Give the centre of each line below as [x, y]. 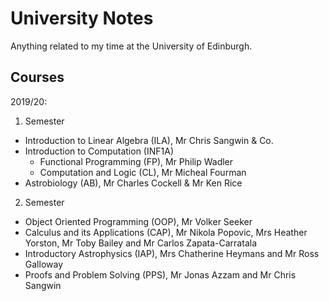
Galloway [44, 264]
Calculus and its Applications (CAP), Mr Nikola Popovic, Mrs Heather [166, 232]
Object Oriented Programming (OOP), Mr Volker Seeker [138, 221]
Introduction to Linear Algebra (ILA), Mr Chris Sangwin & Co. [149, 140]
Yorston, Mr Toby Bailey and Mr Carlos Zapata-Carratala [140, 243]
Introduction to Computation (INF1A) [99, 151]
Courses [37, 77]
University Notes [82, 18]
